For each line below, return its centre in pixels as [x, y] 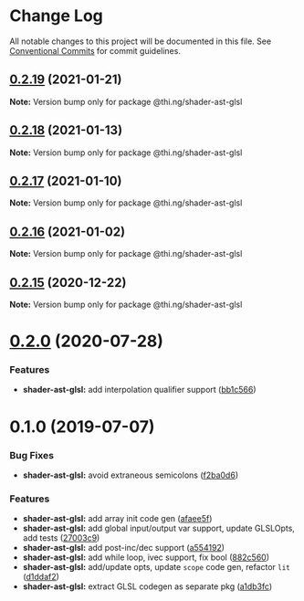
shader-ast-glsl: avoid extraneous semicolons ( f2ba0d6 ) [131, 475]
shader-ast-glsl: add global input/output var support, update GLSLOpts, [158, 528]
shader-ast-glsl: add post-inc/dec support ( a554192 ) [124, 548]
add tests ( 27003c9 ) [61, 538]
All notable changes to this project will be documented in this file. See [141, 41]
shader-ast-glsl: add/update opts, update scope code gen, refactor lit [156, 567]
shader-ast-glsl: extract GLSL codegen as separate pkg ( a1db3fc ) [147, 586]
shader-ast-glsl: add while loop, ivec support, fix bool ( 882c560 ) [146, 557]
